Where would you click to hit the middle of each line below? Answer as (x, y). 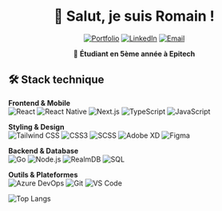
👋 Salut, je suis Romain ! (134, 16)
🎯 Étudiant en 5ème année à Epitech (134, 53)
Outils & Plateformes (43, 174)
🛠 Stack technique (56, 80)
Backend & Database (44, 150)
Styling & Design (36, 127)
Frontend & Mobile (39, 103)
